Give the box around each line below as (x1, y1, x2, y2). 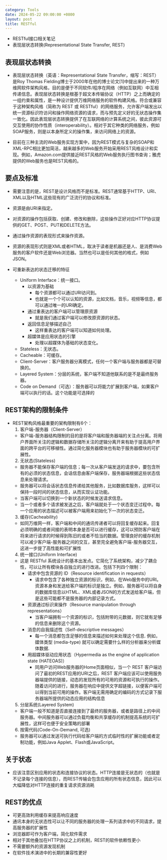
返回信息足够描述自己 (27, 321, 71, 327)
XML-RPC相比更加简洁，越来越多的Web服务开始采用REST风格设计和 (12, 146, 154, 152)
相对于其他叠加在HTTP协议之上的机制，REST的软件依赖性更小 (12, 837, 141, 843)
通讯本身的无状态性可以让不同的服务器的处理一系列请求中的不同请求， (12, 818, 157, 824)
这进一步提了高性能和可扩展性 (19, 545, 81, 551)
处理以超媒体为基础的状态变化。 (34, 339, 101, 345)
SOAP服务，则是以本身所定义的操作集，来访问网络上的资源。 (12, 129, 138, 135)
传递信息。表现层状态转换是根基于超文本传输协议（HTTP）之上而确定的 (12, 91, 160, 97)
